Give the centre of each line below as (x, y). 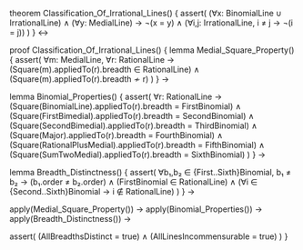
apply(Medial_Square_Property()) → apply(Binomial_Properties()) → (136, 209)
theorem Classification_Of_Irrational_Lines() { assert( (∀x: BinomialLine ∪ (146, 13)
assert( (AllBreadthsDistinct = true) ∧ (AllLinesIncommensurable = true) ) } (149, 236)
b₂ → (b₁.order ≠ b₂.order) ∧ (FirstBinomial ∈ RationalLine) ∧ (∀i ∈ (133, 182)
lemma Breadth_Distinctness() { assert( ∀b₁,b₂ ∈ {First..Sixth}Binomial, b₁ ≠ (151, 172)
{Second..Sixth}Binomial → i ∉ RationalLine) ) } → (102, 191)
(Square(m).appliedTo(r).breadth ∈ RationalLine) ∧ (105, 69)
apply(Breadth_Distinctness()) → (71, 219)
